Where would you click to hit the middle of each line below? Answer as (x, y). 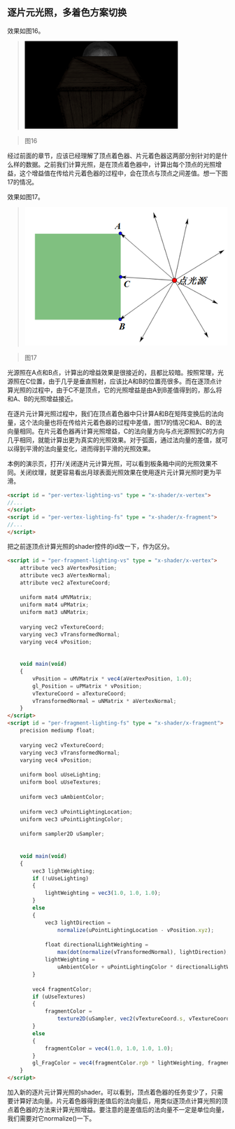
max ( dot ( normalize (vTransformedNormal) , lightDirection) (142, 952)
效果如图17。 (26, 197)
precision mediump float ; (58, 731)
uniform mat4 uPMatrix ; (55, 605)
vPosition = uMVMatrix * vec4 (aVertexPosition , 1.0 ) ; (112, 678)
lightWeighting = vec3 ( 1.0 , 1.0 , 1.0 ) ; (102, 893)
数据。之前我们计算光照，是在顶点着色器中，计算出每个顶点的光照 (120, 164)
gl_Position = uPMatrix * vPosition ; (87, 686)
